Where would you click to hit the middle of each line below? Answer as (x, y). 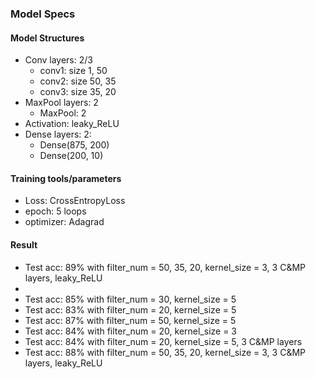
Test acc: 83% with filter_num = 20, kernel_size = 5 (130, 309)
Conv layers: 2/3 (58, 60)
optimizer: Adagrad (64, 222)
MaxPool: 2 (63, 113)
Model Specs (43, 14)
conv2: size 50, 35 (78, 81)
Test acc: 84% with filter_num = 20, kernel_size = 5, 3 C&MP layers (163, 341)
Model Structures (47, 38)
